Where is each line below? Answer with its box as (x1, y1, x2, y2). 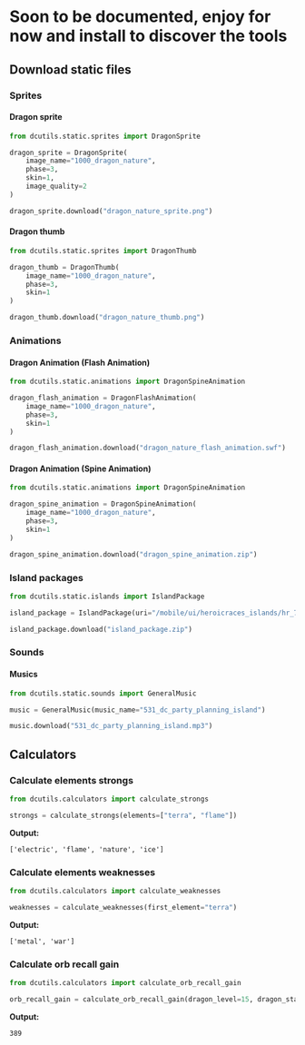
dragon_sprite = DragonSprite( (9, 148, 128, 157)
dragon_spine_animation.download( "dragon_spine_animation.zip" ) (9, 549, 258, 559)
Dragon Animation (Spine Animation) (9, 463, 152, 474)
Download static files (9, 62, 132, 77)
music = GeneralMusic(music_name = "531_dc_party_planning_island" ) (9, 705, 266, 715)
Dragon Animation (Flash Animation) (9, 357, 151, 368)
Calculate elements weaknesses (9, 865, 156, 878)
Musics (9, 669, 38, 680)
